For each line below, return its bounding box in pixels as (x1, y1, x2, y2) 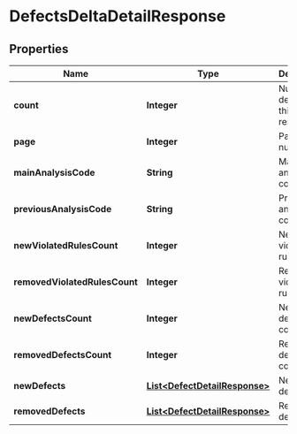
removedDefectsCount (13, 349, 112, 361)
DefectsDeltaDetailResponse (9, 6, 226, 27)
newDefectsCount (13, 312, 93, 324)
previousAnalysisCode (13, 203, 112, 215)
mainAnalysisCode (13, 166, 95, 179)
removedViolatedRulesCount (13, 276, 139, 288)
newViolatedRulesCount (13, 240, 118, 251)
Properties (9, 42, 69, 57)
